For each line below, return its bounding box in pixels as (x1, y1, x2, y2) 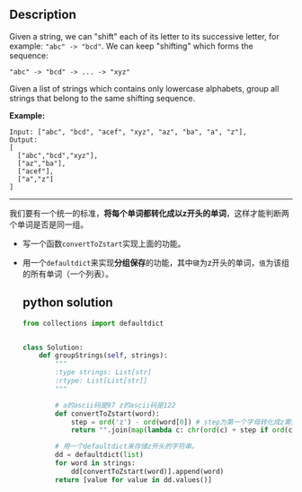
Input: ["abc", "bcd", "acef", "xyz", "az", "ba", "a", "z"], (9, 127, 247, 136)
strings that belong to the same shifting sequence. (9, 92, 196, 103)
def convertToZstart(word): (55, 409, 160, 418)
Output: (9, 135, 39, 145)
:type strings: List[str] (55, 368, 152, 377)
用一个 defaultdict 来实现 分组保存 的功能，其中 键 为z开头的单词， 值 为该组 (22, 257, 290, 268)
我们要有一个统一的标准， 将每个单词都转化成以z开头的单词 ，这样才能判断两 (9, 207, 290, 218)
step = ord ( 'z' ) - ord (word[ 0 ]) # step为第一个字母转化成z (70, 417, 285, 426)
